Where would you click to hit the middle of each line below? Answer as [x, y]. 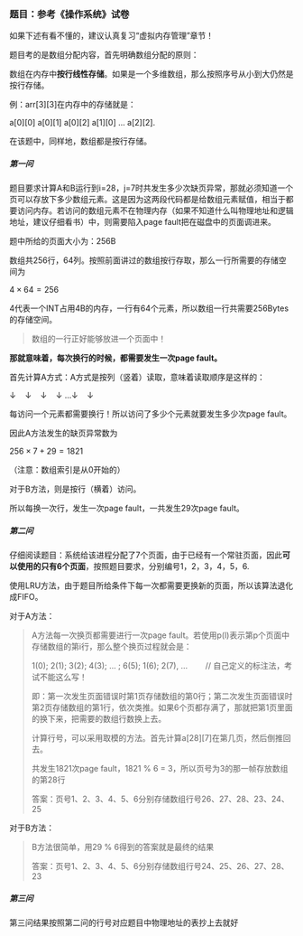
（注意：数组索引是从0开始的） [67, 470]
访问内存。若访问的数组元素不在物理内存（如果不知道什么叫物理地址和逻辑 [155, 211]
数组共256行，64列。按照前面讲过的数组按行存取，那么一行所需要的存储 [144, 260]
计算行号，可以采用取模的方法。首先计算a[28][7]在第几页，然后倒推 [157, 738]
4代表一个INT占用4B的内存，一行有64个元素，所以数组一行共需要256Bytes [149, 308]
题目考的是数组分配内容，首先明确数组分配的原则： [104, 55]
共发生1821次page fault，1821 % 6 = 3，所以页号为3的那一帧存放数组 [160, 769]
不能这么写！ [63, 677]
